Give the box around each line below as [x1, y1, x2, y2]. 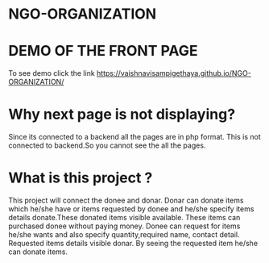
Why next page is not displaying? [8, 106, 236, 123]
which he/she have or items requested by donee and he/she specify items [8, 204, 255, 214]
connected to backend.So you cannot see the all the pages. [8, 140, 206, 150]
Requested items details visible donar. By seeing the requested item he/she [8, 239, 259, 248]
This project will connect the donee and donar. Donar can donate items [8, 195, 244, 205]
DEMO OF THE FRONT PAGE [8, 42, 199, 61]
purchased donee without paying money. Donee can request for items [8, 221, 241, 231]
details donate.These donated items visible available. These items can [8, 213, 241, 222]
